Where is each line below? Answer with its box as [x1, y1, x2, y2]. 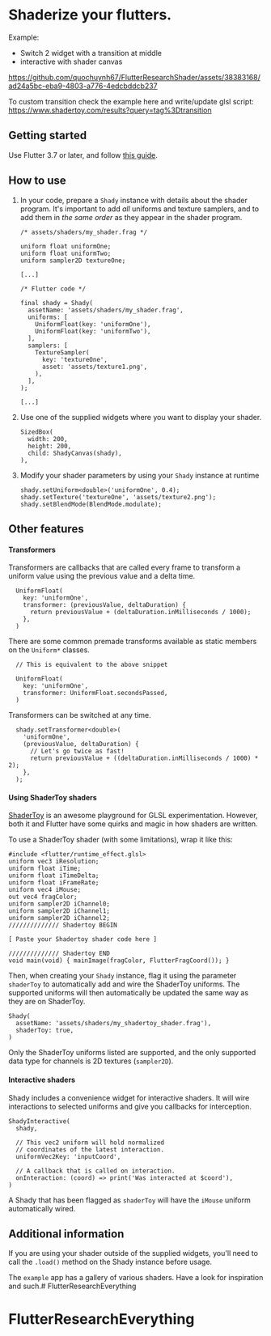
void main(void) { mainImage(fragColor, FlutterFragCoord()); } [8, 956, 230, 965]
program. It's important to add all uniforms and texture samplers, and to [19, 204, 260, 214]
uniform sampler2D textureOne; [19, 257, 126, 265]
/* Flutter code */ [19, 285, 87, 293]
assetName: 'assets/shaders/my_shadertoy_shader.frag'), [15, 1020, 212, 1028]
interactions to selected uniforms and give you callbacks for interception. [8, 1101, 252, 1111]
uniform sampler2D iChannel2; [8, 914, 111, 922]
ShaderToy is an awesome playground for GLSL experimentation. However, [8, 811, 258, 821]
